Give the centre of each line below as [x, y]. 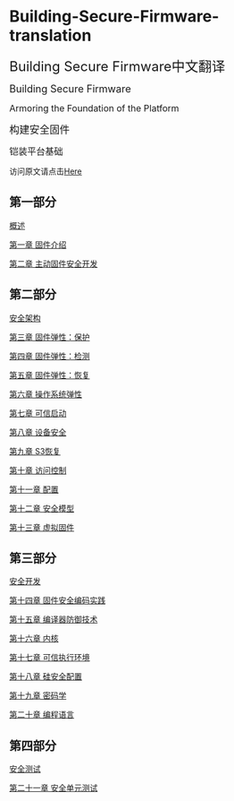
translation [50, 35]
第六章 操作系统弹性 [46, 394]
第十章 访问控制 [38, 470]
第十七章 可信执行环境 [50, 658]
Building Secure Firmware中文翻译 [117, 66]
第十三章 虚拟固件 [42, 527]
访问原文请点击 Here [46, 171]
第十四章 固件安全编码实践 [57, 600]
